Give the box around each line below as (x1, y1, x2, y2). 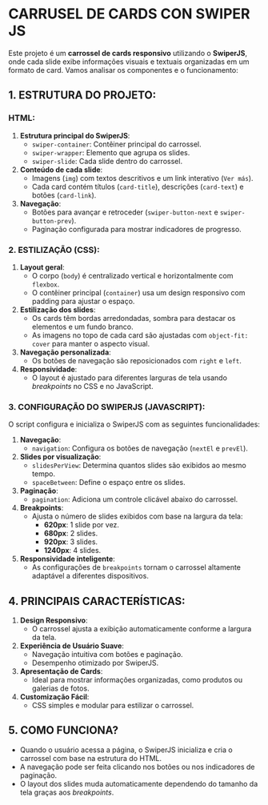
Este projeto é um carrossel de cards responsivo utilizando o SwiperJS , (8, 48, 248, 58)
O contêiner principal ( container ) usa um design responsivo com (31, 287, 246, 297)
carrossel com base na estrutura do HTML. (19, 753, 162, 763)
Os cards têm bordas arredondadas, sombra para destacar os (31, 313, 236, 322)
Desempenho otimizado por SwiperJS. (31, 658, 159, 668)
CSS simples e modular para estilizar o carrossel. (31, 701, 194, 711)
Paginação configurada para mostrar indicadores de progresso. (31, 224, 242, 234)
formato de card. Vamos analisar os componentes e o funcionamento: (8, 65, 238, 74)
